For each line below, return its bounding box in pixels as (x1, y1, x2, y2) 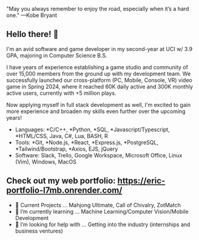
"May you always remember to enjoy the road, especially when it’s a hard (6, 5, 189, 12)
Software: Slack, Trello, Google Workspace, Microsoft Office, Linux (15, 151, 183, 159)
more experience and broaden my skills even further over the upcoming (6, 108, 186, 115)
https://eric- (117, 176, 166, 186)
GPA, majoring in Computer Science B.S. (6, 52, 107, 59)
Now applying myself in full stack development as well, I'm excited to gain (6, 101, 191, 108)
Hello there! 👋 (6, 29, 59, 39)
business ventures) (15, 227, 64, 235)
